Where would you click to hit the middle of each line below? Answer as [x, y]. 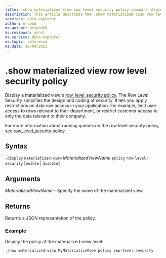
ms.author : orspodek [26, 28]
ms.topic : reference [26, 42]
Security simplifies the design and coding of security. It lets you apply [76, 100]
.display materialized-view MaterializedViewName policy [65, 158]
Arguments [23, 179]
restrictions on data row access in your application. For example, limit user [81, 105]
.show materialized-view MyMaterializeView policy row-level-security [79, 251]
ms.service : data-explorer [33, 37]
